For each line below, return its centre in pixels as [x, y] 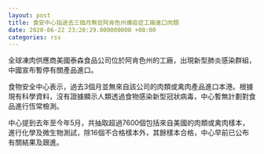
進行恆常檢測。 [39, 106]
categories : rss [35, 37]
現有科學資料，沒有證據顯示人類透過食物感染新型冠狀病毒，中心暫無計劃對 [128, 97]
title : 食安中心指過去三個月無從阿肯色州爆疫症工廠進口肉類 [93, 23]
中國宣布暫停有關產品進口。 [53, 70]
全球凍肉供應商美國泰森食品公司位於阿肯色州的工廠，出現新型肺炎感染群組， [132, 60]
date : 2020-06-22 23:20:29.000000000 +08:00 [82, 30]
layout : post [29, 15]
